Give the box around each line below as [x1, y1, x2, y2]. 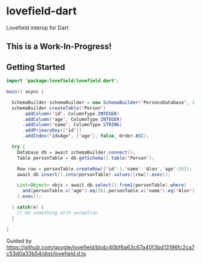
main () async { [6, 89, 44, 95]
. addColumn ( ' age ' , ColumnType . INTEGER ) [22, 116, 122, 122]
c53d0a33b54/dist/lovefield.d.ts [6, 250, 86, 257]
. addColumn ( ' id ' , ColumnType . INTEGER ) [22, 110, 120, 116]
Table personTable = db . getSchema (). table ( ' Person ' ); [17, 155, 155, 161]
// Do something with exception [17, 210, 98, 216]
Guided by [6, 237, 32, 244]
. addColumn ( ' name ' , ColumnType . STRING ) [22, 122, 122, 128]
